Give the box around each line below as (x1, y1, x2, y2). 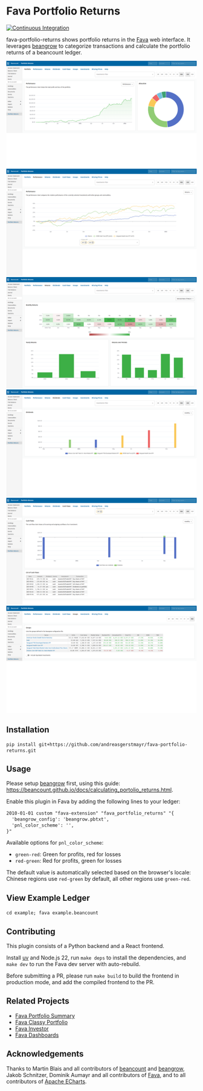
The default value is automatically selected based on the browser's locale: (6, 869, 192, 876)
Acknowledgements (6, 1049, 84, 1059)
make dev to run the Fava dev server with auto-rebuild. (6, 961, 141, 967)
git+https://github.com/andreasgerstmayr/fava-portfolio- (38, 741, 188, 747)
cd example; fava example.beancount (6, 910, 98, 916)
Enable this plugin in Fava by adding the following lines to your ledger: (6, 798, 181, 805)
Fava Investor (14, 1025, 50, 1032)
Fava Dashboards (14, 1031, 59, 1038)
